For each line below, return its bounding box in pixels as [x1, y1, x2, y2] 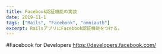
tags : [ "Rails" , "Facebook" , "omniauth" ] [6, 20, 110, 26]
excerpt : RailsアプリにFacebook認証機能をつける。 [6, 25, 123, 31]
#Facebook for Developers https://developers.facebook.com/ [6, 42, 156, 49]
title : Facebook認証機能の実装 [6, 8, 77, 15]
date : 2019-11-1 [6, 14, 46, 20]
